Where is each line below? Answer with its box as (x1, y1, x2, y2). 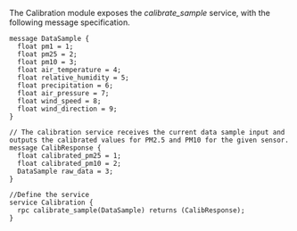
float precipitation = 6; (17, 81, 114, 90)
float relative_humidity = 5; (17, 73, 129, 82)
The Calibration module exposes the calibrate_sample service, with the (9, 8, 270, 18)
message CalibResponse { (9, 144, 102, 153)
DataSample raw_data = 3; (17, 167, 114, 176)
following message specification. (9, 17, 131, 28)
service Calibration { (9, 198, 94, 207)
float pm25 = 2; (17, 50, 78, 59)
